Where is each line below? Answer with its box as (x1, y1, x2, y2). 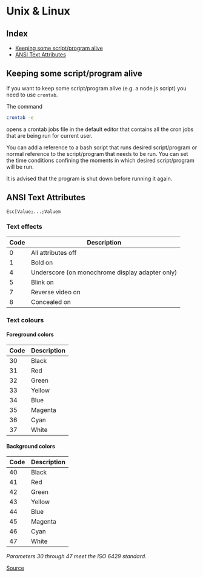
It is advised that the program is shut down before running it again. (6, 175, 173, 182)
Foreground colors (6, 331, 55, 338)
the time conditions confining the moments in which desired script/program (6, 157, 195, 164)
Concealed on (31, 297, 71, 306)
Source (6, 564, 24, 572)
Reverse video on (31, 288, 81, 296)
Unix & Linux (6, 4, 71, 18)
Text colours (6, 315, 44, 324)
